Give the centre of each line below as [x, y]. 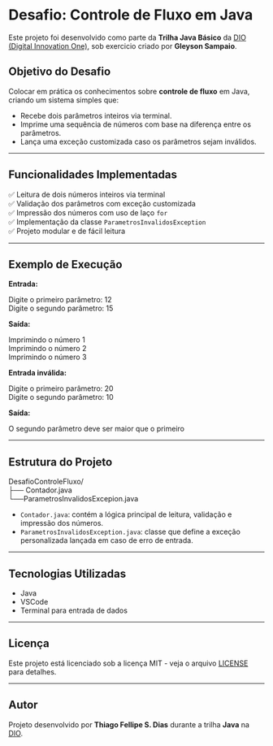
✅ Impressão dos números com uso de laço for [88, 212]
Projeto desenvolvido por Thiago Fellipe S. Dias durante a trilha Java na [129, 724]
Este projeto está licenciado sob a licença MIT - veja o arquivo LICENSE [128, 663]
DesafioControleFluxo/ [46, 482]
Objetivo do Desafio [60, 72]
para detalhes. [32, 671]
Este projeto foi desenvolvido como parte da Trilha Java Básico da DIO [127, 37]
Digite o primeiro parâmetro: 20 [61, 388]
